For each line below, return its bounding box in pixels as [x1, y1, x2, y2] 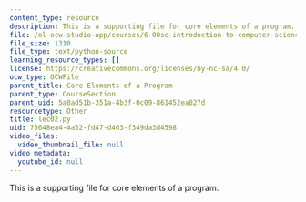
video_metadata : [9, 148, 71, 157]
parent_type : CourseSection [9, 89, 117, 98]
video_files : [9, 132, 59, 141]
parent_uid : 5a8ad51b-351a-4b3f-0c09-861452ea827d [9, 97, 206, 107]
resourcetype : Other [9, 106, 88, 116]
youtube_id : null [17, 157, 84, 167]
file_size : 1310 [9, 38, 71, 48]
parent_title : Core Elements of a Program [9, 81, 173, 90]
